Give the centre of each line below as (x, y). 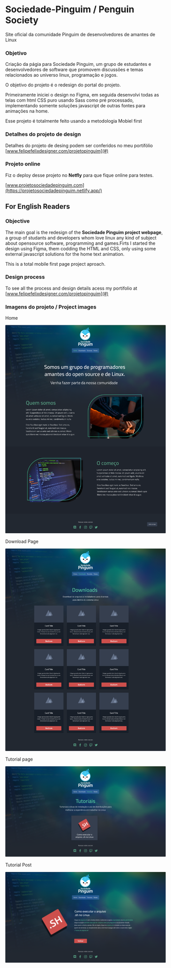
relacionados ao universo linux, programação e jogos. (62, 75)
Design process (25, 277)
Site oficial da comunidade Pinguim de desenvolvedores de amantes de (80, 34)
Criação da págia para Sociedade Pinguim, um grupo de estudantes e (78, 64)
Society (22, 20)
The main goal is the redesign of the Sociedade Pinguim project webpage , (84, 232)
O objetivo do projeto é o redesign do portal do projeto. (63, 85)
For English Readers (38, 207)
